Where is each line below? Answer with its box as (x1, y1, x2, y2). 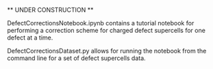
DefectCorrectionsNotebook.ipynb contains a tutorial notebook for (7, 19, 195, 27)
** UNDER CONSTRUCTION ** (7, 6, 94, 14)
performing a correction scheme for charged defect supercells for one (7, 27, 205, 34)
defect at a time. (7, 33, 53, 42)
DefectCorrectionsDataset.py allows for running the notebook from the (7, 47, 207, 55)
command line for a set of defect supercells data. (7, 54, 146, 62)
